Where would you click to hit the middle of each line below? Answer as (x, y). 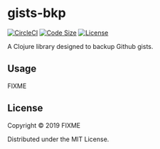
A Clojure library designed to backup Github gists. (80, 46)
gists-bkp (37, 13)
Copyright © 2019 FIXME (44, 125)
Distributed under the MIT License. (58, 139)
